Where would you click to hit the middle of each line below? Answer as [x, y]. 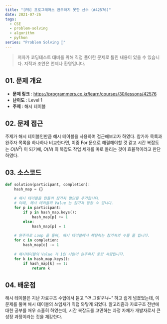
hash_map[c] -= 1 [41, 245]
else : [29, 221]
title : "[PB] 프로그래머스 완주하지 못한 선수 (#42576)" [58, 10]
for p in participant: [38, 208]
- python [19, 38]
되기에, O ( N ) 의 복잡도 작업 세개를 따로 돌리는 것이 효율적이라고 [90, 149]
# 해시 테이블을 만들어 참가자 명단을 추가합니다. [57, 198]
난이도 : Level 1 [27, 100]
